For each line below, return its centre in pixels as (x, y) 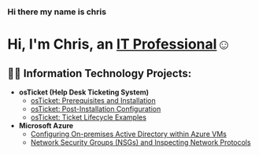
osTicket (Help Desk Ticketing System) (84, 92)
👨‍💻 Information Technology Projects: (100, 73)
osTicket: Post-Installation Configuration (96, 109)
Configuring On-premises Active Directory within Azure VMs (129, 134)
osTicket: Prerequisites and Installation (93, 100)
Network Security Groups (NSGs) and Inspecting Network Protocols (141, 142)
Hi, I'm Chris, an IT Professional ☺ (119, 44)
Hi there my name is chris (57, 12)
